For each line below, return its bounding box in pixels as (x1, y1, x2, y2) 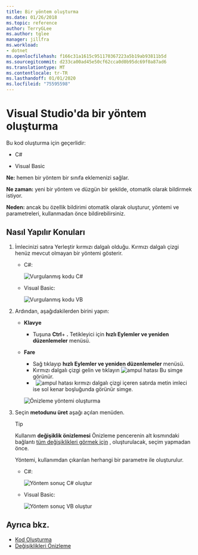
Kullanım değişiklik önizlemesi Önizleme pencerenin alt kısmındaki (14, 432, 180, 439)
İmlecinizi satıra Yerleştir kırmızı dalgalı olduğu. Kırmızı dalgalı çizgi (14, 243, 179, 250)
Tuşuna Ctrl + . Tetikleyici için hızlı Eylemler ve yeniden (32, 330, 169, 338)
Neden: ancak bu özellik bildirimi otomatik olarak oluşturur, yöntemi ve (6, 203, 180, 211)
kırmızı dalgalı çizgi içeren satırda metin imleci (74, 379, 187, 386)
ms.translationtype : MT (6, 64, 66, 71)
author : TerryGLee (6, 25, 52, 32)
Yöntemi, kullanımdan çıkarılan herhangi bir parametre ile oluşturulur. (14, 456, 184, 463)
